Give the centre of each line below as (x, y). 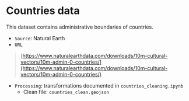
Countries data (43, 11)
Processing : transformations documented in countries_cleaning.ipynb (99, 85)
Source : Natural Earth (40, 38)
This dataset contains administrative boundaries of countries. (80, 27)
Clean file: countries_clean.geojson (66, 92)
